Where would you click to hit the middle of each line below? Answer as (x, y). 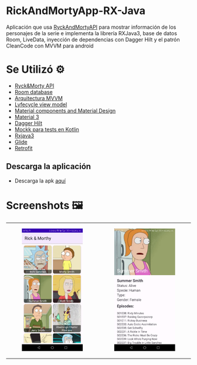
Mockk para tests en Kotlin (47, 129)
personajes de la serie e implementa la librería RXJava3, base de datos (92, 33)
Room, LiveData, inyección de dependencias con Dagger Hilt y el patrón (93, 39)
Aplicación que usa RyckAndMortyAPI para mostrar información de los (91, 27)
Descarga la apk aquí (40, 181)
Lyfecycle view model (41, 104)
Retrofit (23, 148)
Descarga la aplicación (49, 166)
